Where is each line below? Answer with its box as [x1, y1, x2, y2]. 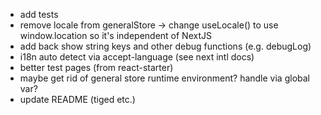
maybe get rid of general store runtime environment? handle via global [19, 72, 310, 84]
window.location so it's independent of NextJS [19, 30, 212, 41]
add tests [19, 9, 59, 20]
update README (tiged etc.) [19, 94, 136, 105]
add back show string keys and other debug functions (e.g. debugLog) [19, 40, 312, 52]
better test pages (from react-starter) [19, 62, 174, 73]
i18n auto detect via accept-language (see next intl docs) [19, 51, 255, 63]
